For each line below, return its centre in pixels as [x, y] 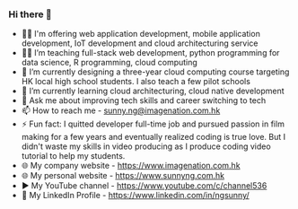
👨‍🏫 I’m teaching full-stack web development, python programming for [150, 53]
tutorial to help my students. [73, 156]
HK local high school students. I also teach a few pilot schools [136, 82]
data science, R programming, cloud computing [110, 63]
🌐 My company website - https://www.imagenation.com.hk [131, 166]
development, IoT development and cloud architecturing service [140, 43]
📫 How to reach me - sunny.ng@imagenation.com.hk [121, 110]
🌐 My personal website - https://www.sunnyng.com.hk [123, 176]
